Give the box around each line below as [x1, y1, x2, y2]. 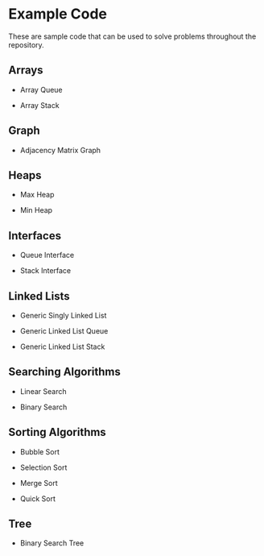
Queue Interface [19, 251, 75, 260]
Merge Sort [19, 478, 58, 488]
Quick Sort [19, 493, 56, 504]
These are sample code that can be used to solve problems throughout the [8, 31, 257, 41]
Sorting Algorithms [8, 425, 106, 439]
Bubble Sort [19, 446, 60, 456]
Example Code [8, 5, 107, 23]
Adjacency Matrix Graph [19, 145, 101, 155]
